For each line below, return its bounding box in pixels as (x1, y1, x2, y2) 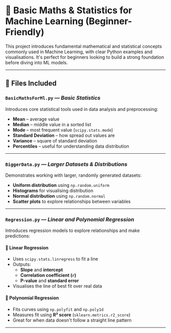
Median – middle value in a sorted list (12, 121, 92, 127)
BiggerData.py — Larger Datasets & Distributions (5, 160, 128, 168)
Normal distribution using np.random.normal (12, 193, 106, 199)
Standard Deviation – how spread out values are (12, 132, 115, 138)
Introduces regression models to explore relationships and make (5, 227, 140, 234)
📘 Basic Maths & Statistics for (5, 5, 132, 16)
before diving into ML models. (5, 59, 68, 65)
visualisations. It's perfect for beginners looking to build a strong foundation (5, 54, 164, 60)
